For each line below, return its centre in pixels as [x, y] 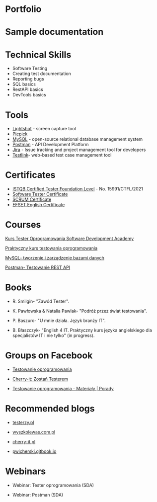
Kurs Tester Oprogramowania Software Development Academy [70, 239]
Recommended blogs [50, 409]
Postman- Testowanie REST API [38, 267]
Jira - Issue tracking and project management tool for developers [79, 150]
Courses [23, 225]
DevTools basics [29, 95]
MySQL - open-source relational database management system [78, 139]
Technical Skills [38, 54]
